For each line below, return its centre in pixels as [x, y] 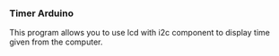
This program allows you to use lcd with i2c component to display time [140, 33]
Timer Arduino [42, 13]
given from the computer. [56, 42]
